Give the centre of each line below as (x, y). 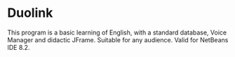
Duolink (30, 13)
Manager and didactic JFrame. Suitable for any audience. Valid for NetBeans (118, 39)
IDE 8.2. (19, 47)
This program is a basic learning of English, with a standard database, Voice (117, 32)
